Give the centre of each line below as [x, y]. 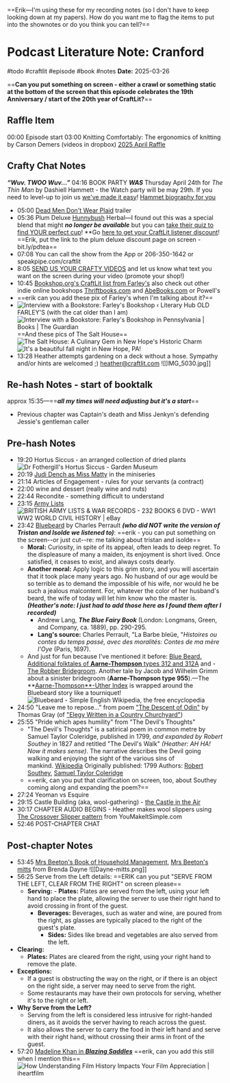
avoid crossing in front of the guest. [78, 905]
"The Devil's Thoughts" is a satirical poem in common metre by [116, 729]
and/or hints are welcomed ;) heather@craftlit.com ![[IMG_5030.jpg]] [114, 363]
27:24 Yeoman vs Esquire [53, 795]
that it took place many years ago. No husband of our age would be [122, 576]
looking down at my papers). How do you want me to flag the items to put [111, 17]
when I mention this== [49, 1059]
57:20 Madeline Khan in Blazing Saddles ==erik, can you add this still [115, 1051]
